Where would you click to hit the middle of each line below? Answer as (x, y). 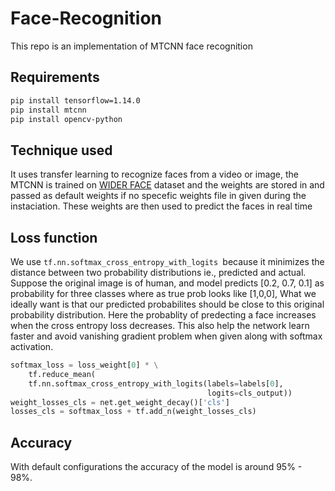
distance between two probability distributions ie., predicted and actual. (158, 272)
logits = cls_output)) (249, 393)
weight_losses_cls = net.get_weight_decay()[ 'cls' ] (120, 402)
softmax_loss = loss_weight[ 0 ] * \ (84, 365)
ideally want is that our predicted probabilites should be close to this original (167, 304)
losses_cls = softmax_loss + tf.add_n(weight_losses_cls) (133, 412)
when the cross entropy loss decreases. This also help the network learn (160, 325)
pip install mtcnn (48, 110)
